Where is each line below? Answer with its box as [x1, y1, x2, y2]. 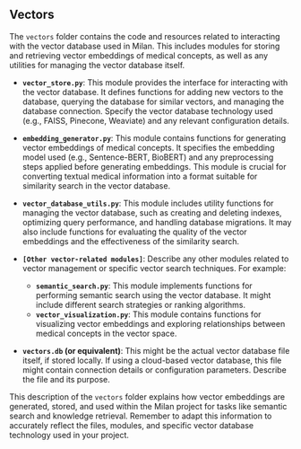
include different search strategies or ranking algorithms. [35, 299, 246, 310]
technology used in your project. [9, 429, 130, 440]
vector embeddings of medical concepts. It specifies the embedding [21, 142, 275, 153]
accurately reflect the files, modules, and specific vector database [9, 419, 254, 430]
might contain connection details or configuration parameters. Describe [21, 364, 287, 375]
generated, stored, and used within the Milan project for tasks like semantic [9, 401, 288, 411]
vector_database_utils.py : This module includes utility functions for [21, 198, 274, 208]
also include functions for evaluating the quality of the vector [21, 226, 248, 237]
